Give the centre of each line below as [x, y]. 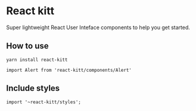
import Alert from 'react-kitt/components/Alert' [69, 70]
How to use [27, 46]
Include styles [33, 88]
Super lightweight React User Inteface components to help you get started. [98, 27]
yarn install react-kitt [37, 60]
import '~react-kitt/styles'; [44, 102]
